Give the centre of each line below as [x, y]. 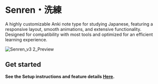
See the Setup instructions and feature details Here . [60, 76]
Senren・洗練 [34, 10]
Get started [23, 65]
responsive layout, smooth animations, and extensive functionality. [73, 29]
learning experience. [26, 39]
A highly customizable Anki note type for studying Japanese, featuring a [79, 24]
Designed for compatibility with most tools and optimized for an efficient [79, 34]
